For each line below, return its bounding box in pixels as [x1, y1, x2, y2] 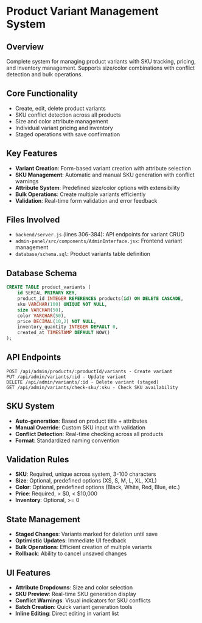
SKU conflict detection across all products [15, 111, 121, 118]
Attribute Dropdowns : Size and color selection [15, 584, 133, 591]
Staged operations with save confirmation [15, 130, 120, 138]
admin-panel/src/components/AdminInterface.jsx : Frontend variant [15, 237, 183, 245]
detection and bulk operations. [6, 71, 83, 78]
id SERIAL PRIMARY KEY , [17, 290, 78, 296]
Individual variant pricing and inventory [15, 124, 114, 131]
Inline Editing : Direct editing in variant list [15, 610, 119, 618]
